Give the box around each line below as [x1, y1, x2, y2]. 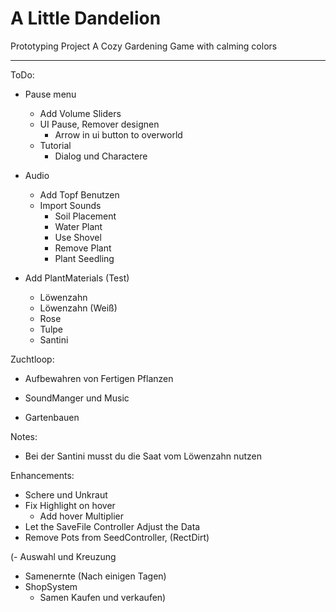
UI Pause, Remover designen [39, 118, 160, 130]
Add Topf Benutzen [39, 188, 120, 201]
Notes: [10, 430, 38, 442]
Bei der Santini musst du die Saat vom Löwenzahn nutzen [24, 450, 263, 462]
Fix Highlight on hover [24, 499, 116, 511]
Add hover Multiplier [39, 510, 124, 522]
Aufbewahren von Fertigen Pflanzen [24, 372, 174, 384]
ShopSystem [24, 580, 78, 592]
